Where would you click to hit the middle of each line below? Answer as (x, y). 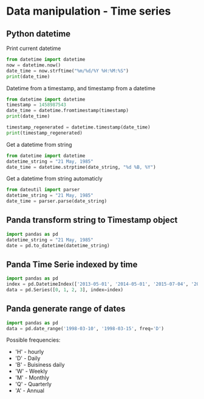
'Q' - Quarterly (33, 384)
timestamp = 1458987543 (36, 105)
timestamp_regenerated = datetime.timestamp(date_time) (78, 127)
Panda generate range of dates (66, 309)
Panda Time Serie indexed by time (72, 264)
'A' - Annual (29, 390)
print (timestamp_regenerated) (45, 133)
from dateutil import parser (43, 190)
